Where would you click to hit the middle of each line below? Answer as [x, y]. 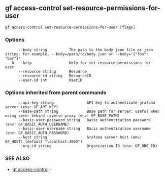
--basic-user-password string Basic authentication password [84, 120]
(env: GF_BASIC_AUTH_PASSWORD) [37, 133]
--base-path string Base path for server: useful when [89, 111]
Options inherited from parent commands [56, 92]
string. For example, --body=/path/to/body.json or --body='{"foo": [77, 54]
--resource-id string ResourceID [55, 76]
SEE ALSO [17, 159]
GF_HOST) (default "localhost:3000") [44, 142]
